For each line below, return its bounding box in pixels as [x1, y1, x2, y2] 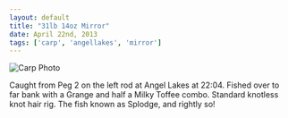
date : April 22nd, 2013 [9, 29, 98, 38]
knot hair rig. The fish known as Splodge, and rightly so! [9, 99, 216, 110]
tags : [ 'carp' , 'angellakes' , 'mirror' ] [9, 38, 163, 47]
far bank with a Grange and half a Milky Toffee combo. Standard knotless [9, 89, 279, 100]
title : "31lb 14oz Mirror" [9, 21, 110, 30]
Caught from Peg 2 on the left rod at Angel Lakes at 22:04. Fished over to [9, 80, 280, 90]
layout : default [9, 13, 70, 22]
